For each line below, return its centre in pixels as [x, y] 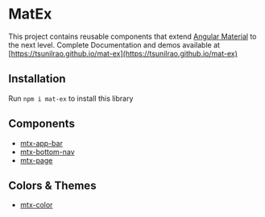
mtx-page [36, 160]
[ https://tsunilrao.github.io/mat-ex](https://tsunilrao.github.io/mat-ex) [123, 53]
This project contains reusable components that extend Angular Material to [132, 36]
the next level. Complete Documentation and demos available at [114, 44]
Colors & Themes [52, 185]
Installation [37, 79]
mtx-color [36, 205]
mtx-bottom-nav [47, 152]
